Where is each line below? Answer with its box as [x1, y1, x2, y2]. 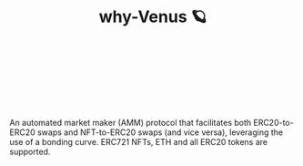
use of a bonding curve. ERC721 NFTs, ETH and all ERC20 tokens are [9, 136, 268, 147]
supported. [9, 146, 51, 157]
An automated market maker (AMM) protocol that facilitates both [9, 117, 252, 128]
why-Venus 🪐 [98, 6, 207, 27]
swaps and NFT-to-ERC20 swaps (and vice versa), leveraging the [36, 127, 284, 138]
